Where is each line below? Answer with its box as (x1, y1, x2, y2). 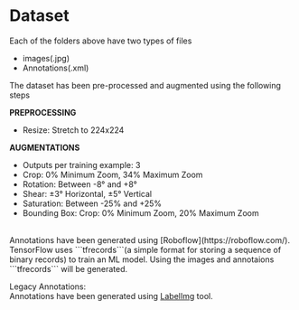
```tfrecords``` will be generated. (9, 263, 128, 274)
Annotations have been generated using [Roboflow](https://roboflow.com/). (9, 234, 291, 245)
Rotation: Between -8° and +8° (22, 178, 137, 190)
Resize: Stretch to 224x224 (22, 124, 125, 136)
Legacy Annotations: (9, 281, 87, 292)
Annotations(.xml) (22, 62, 89, 73)
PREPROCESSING (9, 107, 77, 117)
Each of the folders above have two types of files (9, 35, 192, 46)
